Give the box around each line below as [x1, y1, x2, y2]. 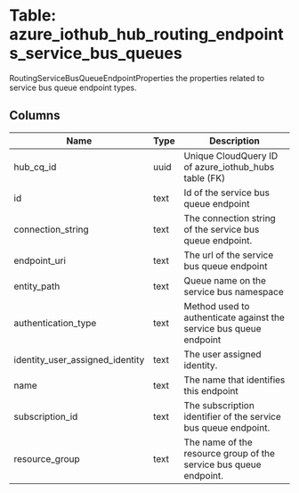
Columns [9, 108, 61, 123]
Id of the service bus [183, 186, 270, 199]
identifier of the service [183, 410, 282, 423]
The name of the [183, 436, 254, 448]
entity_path [13, 280, 61, 292]
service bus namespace [183, 285, 285, 298]
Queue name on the [183, 274, 267, 286]
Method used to [183, 300, 250, 312]
